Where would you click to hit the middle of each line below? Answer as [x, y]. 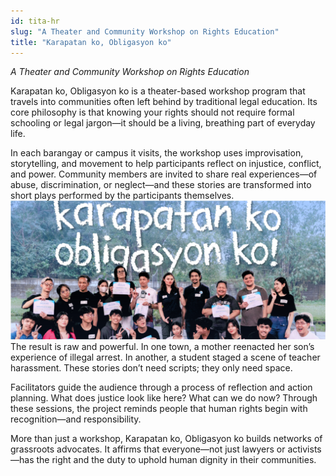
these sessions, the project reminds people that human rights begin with [159, 408]
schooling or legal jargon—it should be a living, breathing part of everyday [163, 123]
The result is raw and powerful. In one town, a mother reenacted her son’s [162, 346]
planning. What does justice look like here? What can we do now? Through [164, 397]
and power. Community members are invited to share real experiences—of [164, 174]
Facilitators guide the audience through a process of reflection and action [161, 387]
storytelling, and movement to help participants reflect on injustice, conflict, [166, 164]
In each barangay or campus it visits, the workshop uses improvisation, [157, 153]
